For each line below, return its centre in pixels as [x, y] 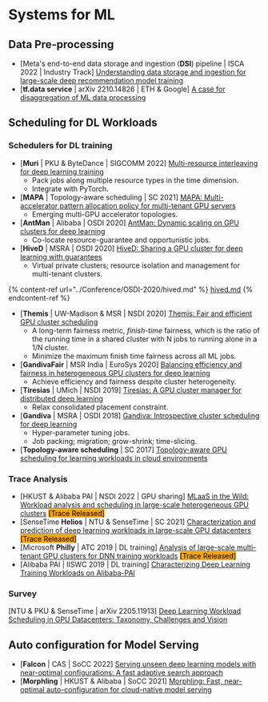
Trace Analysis [38, 478]
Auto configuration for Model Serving [104, 645]
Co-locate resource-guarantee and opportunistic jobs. [121, 240]
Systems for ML [62, 15]
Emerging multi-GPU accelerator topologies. [105, 214]
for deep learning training [62, 171]
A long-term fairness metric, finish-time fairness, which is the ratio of [146, 330]
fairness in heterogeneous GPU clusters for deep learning [115, 373]
